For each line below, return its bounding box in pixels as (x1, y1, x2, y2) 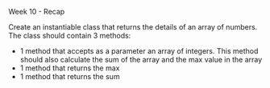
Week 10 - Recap (8, 7, 65, 16)
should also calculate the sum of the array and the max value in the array (19, 55, 263, 64)
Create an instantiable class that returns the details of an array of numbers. (8, 22, 258, 31)
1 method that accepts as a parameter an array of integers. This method (19, 46, 259, 55)
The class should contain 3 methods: (8, 31, 131, 40)
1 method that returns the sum (19, 72, 120, 81)
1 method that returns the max (19, 63, 120, 73)
